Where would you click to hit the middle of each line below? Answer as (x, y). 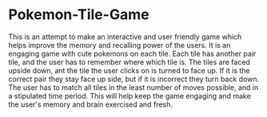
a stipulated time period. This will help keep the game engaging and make (130, 96)
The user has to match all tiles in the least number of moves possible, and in (133, 87)
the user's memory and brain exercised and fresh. (91, 104)
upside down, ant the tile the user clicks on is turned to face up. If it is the (129, 70)
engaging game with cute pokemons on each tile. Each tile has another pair (132, 53)
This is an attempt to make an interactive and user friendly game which (125, 37)
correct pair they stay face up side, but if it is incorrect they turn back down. (134, 79)
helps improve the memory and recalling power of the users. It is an (120, 45)
